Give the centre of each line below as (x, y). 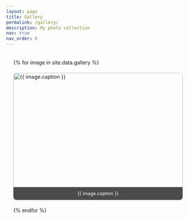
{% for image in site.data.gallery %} (56, 62)
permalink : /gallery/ (32, 22)
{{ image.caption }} (98, 193)
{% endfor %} (30, 210)
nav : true (18, 33)
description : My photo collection (48, 28)
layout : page (22, 11)
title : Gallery (24, 17)
